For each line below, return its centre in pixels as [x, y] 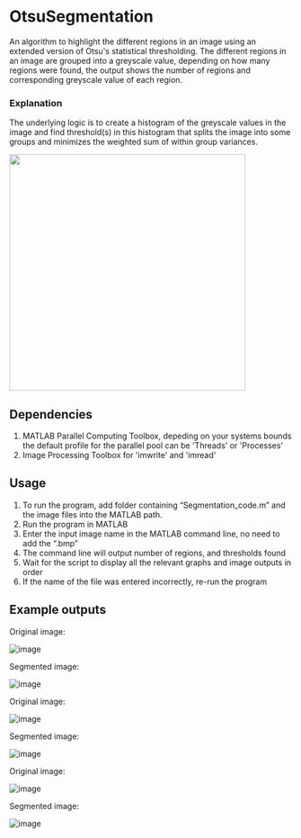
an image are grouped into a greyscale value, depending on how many [140, 60]
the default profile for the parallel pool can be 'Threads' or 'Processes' [153, 446]
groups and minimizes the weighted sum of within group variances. [134, 142]
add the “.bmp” [50, 543]
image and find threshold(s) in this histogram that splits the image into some [150, 132]
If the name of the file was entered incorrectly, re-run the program [145, 581]
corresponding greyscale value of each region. [96, 79]
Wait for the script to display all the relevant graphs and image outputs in [157, 562]
